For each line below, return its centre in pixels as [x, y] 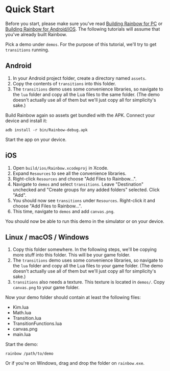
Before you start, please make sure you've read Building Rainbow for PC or [84, 24]
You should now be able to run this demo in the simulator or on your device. [85, 221]
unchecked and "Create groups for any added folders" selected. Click [86, 190]
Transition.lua [27, 318]
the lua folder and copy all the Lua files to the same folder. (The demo [86, 94]
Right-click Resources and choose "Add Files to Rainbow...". [75, 179]
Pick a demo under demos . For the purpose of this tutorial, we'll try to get [81, 44]
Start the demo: [22, 344]
